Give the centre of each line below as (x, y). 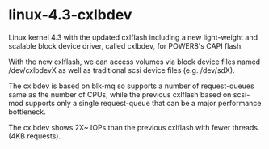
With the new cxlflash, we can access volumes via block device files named (134, 62)
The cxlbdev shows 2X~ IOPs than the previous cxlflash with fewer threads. (134, 127)
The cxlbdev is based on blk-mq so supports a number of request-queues (131, 86)
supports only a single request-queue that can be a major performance (143, 103)
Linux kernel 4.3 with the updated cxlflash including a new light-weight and (133, 37)
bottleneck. (27, 112)
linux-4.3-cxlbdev (70, 15)
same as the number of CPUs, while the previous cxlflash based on (120, 94)
